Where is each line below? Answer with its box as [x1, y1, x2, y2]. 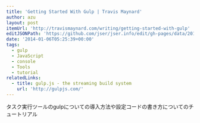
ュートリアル [6, 111, 37, 118]
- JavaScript [11, 53, 44, 59]
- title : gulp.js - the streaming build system [11, 81, 132, 87]
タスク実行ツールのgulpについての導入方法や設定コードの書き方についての [6, 103, 189, 110]
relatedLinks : [6, 75, 42, 81]
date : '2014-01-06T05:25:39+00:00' [6, 36, 95, 42]
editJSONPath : [6, 31, 42, 37]
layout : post [6, 20, 39, 26]
